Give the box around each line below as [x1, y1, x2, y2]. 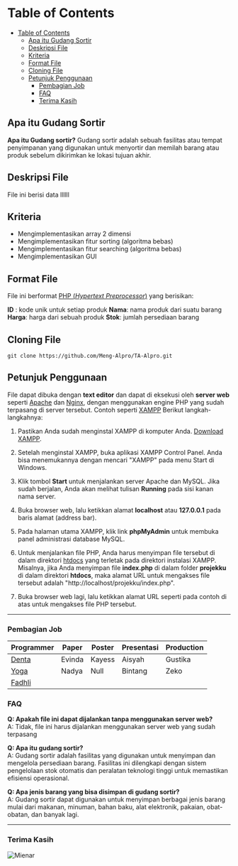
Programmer [11, 642, 55, 652]
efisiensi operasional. [7, 774, 69, 782]
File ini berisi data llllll [7, 190, 69, 199]
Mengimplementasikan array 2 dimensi [17, 229, 131, 239]
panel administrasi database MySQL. [17, 535, 125, 543]
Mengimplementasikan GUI [17, 252, 97, 261]
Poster [91, 642, 115, 652]
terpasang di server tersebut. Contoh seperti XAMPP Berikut [7, 405, 184, 414]
